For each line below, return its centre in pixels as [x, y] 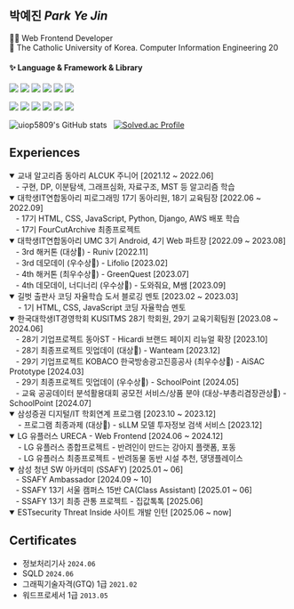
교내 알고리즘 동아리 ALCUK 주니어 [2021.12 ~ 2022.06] [115, 175]
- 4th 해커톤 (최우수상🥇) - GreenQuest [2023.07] [102, 273]
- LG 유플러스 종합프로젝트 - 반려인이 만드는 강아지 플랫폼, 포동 [127, 447]
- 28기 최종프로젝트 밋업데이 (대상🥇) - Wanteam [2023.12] [118, 350]
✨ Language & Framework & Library [76, 68]
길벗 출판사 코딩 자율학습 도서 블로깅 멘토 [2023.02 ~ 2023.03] [128, 296]
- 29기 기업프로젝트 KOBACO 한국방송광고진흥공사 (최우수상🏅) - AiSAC [140, 361]
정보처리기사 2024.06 [59, 563]
